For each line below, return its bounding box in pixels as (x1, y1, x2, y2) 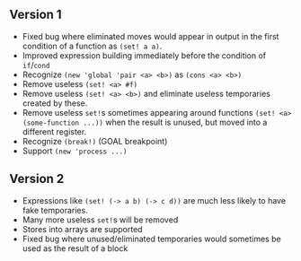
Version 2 (9, 171, 65, 187)
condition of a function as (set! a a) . (22, 40, 163, 51)
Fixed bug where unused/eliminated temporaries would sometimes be (22, 233, 281, 244)
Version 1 (9, 7, 62, 22)
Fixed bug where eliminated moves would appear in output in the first (22, 30, 279, 41)
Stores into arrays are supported (22, 223, 143, 234)
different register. (22, 126, 87, 137)
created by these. (22, 98, 88, 109)
